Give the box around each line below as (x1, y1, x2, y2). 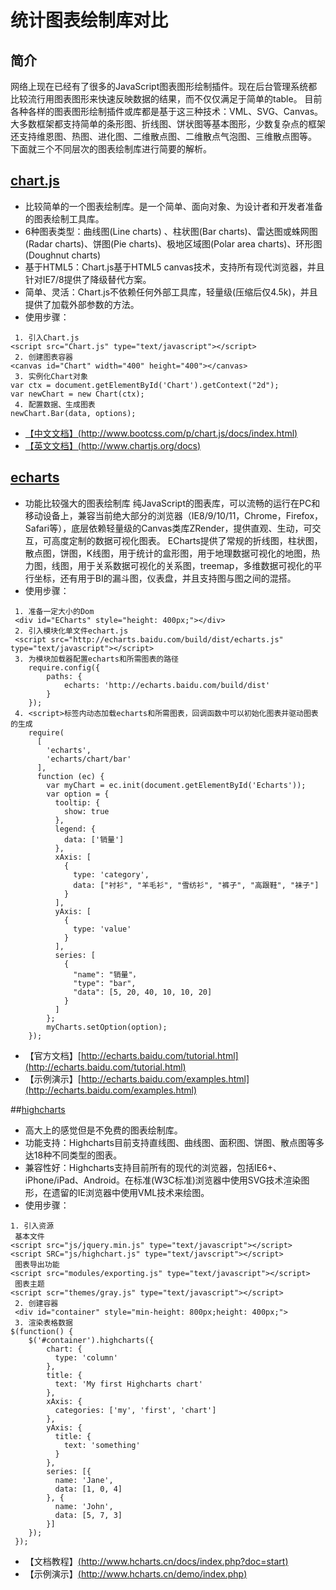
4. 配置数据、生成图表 (14, 399, 96, 410)
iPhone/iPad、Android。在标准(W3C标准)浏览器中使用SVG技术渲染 (24, 1174, 302, 1186)
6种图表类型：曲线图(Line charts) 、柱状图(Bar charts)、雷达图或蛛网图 (24, 225, 318, 237)
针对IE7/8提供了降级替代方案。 (24, 273, 152, 285)
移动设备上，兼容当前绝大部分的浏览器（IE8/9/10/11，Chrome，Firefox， (24, 509, 324, 521)
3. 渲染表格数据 (14, 1317, 73, 1328)
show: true (63, 806, 110, 816)
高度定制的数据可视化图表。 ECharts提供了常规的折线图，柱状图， (51, 534, 323, 546)
